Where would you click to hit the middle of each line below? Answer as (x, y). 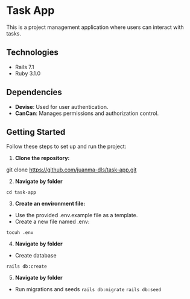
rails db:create (27, 267)
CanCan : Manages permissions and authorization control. (87, 113)
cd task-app (21, 193)
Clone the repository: (42, 158)
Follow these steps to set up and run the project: (66, 146)
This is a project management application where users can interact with (95, 27)
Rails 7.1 (24, 67)
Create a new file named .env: (52, 222)
